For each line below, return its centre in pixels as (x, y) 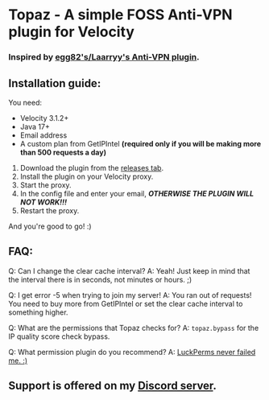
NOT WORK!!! (43, 202)
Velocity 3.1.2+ (44, 118)
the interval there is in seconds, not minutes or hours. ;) (100, 279)
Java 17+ (35, 126)
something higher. (38, 312)
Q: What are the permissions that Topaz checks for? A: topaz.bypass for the (134, 328)
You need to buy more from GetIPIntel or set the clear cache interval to (126, 303)
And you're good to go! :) (50, 226)
